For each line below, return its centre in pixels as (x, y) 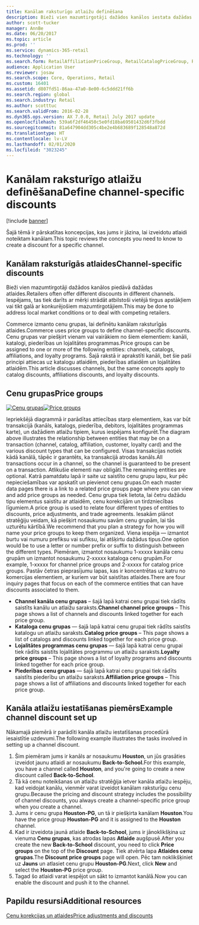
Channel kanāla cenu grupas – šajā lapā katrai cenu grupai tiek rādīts (100, 602)
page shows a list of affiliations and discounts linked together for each (100, 684)
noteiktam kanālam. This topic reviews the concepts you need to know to (94, 239)
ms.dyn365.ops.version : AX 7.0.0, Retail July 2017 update (81, 117)
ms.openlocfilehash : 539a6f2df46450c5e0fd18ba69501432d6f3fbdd (86, 122)
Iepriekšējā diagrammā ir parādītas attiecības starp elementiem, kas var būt (98, 419)
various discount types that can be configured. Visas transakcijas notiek (94, 451)
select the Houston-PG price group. (59, 870)
